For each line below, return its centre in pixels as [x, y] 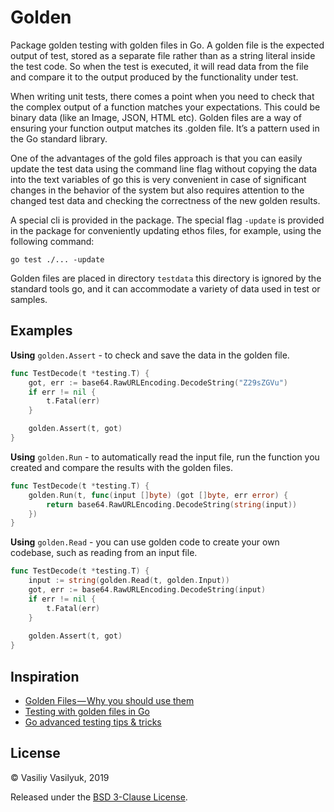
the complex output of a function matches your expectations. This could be [165, 107]
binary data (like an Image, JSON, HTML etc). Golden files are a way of [156, 117]
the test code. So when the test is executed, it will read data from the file [159, 66]
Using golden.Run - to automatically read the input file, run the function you [165, 457]
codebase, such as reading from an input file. [104, 553]
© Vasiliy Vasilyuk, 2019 [60, 777]
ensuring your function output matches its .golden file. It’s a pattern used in [165, 128]
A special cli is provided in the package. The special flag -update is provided [167, 220]
